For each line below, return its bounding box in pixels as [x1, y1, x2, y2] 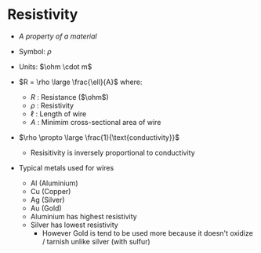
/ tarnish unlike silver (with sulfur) [42, 236, 150, 246]
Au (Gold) [30, 203, 62, 213]
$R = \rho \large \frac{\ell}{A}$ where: [18, 77, 143, 86]
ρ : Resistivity [30, 101, 74, 110]
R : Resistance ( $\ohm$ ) [30, 92, 109, 101]
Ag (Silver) [30, 195, 65, 204]
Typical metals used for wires [18, 163, 114, 172]
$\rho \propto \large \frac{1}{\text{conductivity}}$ [18, 132, 180, 142]
